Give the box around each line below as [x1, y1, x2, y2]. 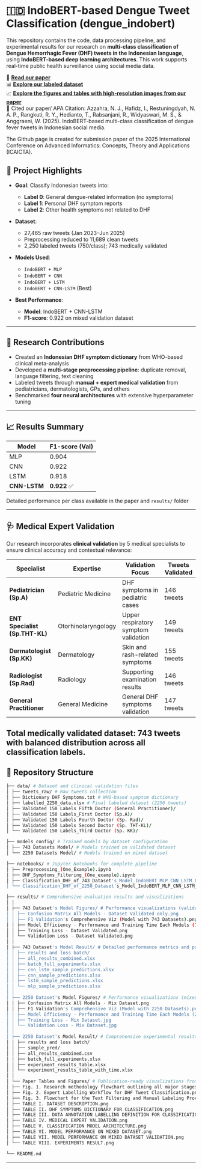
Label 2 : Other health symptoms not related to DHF [23, 206, 151, 213]
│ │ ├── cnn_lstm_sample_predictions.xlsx [6, 966, 114, 972]
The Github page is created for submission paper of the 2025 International [6, 135, 191, 142]
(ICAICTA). [6, 148, 33, 155]
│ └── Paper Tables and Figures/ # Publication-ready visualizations [6, 1078, 185, 1085]
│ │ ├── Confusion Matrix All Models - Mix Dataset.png [6, 1000, 149, 1006]
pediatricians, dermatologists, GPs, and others [14, 385, 130, 392]
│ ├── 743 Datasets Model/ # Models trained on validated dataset [6, 844, 176, 850]
